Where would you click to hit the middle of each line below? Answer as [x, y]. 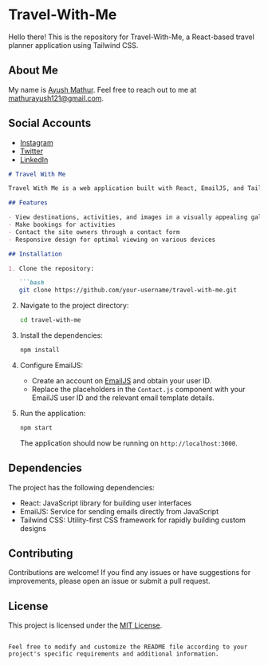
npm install [39, 350]
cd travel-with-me [50, 320]
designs [33, 528]
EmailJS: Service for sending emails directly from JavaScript [119, 511]
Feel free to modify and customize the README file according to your [128, 647]
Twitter [32, 151]
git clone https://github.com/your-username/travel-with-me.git [128, 290]
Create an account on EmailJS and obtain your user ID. [122, 380]
